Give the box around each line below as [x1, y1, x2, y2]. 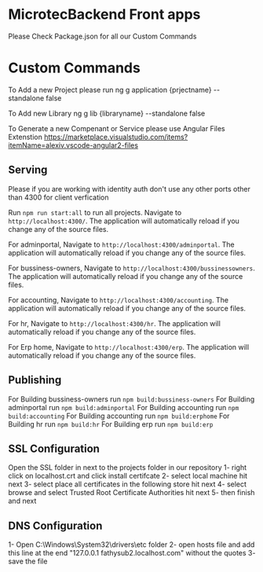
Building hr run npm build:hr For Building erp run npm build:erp [8, 419, 214, 429]
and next [8, 497, 37, 506]
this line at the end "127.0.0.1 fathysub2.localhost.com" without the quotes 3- [8, 548, 256, 558]
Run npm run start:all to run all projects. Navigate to [8, 207, 182, 217]
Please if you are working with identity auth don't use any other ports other [8, 184, 251, 193]
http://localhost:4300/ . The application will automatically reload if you [8, 216, 239, 225]
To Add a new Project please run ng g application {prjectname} [8, 85, 212, 94]
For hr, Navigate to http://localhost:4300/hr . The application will [8, 318, 221, 328]
